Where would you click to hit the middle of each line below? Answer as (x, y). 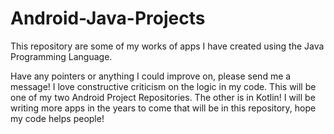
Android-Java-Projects (108, 18)
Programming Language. (61, 56)
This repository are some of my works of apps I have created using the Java (167, 46)
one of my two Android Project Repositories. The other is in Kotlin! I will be (163, 97)
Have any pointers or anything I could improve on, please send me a (151, 76)
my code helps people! (57, 118)
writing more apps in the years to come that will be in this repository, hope (163, 108)
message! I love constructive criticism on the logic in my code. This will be (163, 86)
